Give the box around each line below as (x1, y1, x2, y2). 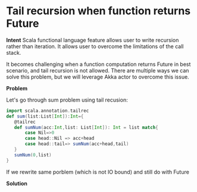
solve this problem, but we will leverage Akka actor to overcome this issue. (6, 73, 189, 80)
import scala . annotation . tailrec (6, 108, 89, 114)
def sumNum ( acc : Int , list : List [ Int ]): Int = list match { (14, 124, 159, 130)
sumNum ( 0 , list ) (14, 152, 52, 158)
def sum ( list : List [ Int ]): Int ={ (6, 113, 84, 119)
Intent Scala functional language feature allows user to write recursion (6, 36, 179, 43)
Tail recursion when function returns (6, 4, 191, 18)
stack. (6, 49, 21, 56)
